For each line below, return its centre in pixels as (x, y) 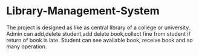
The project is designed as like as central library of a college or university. (98, 27)
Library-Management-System (83, 11)
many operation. (27, 46)
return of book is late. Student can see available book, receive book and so (99, 40)
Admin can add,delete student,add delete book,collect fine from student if (98, 33)
